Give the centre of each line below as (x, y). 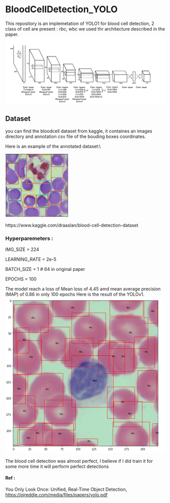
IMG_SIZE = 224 (22, 249)
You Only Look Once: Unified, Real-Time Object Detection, (66, 489)
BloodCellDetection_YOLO (61, 9)
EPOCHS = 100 (21, 279)
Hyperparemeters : (29, 238)
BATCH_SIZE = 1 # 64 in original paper (45, 269)
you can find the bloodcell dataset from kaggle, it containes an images (79, 131)
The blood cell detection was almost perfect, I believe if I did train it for (79, 461)
